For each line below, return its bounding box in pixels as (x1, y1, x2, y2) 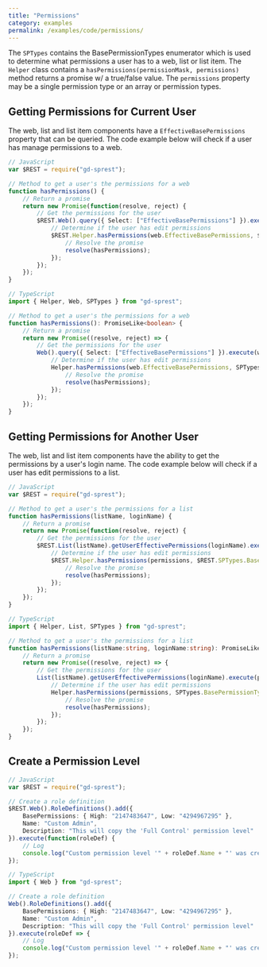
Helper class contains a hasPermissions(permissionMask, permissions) (8, 65, 240, 75)
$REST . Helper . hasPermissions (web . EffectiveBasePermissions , (50, 232, 254, 240)
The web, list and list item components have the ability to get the (8, 451, 220, 460)
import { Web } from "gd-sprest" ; (8, 878, 123, 886)
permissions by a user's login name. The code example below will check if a (8, 460, 257, 468)
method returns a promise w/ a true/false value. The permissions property (8, 73, 250, 83)
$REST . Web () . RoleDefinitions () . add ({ (8, 805, 133, 813)
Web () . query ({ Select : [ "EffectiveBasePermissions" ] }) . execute (37, 349, 254, 357)
